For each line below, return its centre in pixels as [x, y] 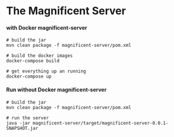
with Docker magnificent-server [47, 27]
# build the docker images [39, 56]
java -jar [18, 123]
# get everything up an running [46, 71]
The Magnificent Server [66, 11]
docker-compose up [29, 77]
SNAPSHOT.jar [22, 128]
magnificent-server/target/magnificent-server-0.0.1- [100, 123]
